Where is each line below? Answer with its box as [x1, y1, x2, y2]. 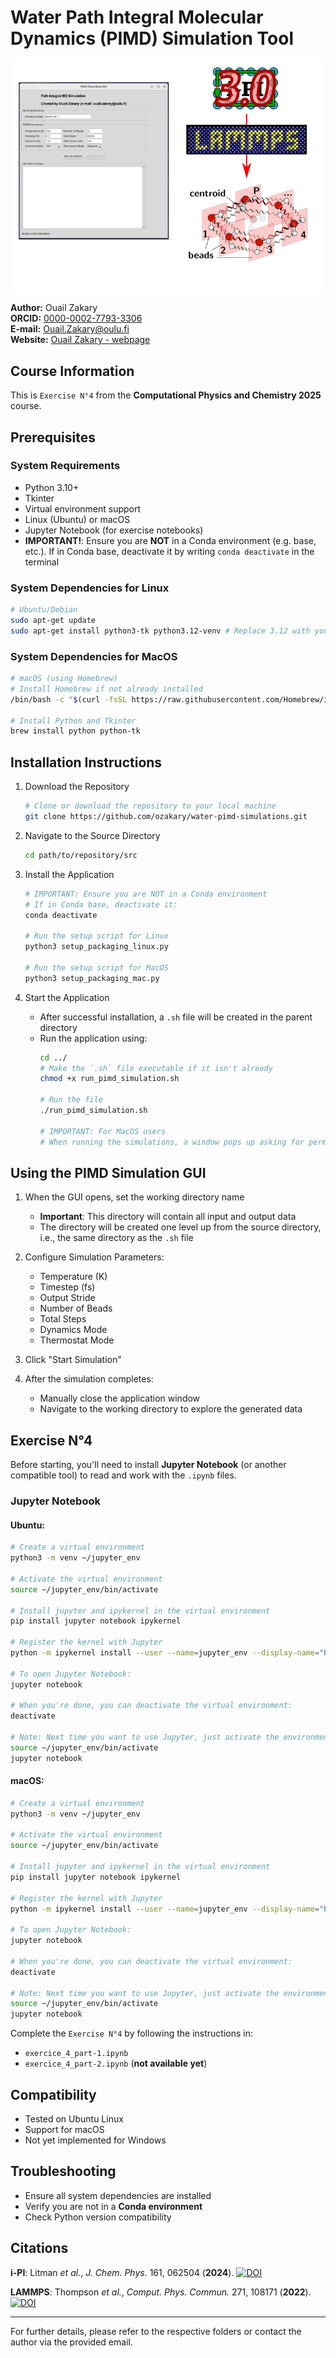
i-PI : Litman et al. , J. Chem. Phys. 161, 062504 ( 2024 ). [10, 2266, 235, 2278]
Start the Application [24, 991, 110, 1003]
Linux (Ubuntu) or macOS [24, 513, 131, 525]
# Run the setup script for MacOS [24, 962, 169, 973]
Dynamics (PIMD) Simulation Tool [10, 27, 295, 50]
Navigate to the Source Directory [24, 829, 161, 841]
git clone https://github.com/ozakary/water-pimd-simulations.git [24, 812, 308, 822]
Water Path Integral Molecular [10, 6, 264, 29]
